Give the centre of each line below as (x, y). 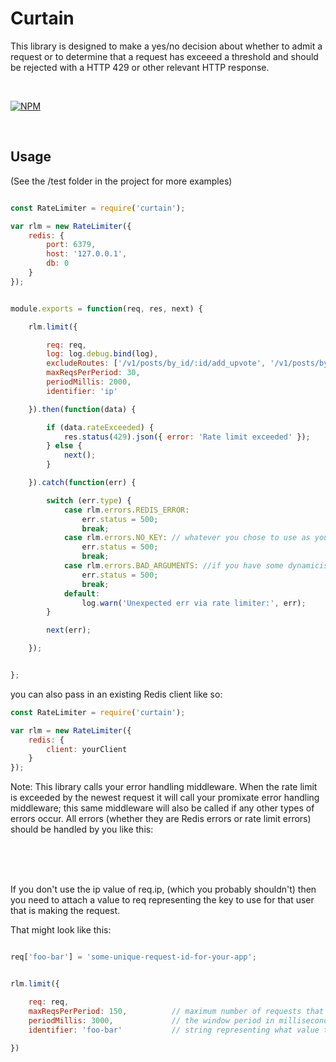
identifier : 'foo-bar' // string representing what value (174, 1030)
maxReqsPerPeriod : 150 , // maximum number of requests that (176, 1011)
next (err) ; (69, 630)
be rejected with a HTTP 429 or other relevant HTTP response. (140, 67)
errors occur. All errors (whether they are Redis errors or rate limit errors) (161, 819)
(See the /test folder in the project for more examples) (121, 181)
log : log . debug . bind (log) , (102, 354)
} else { (64, 446)
